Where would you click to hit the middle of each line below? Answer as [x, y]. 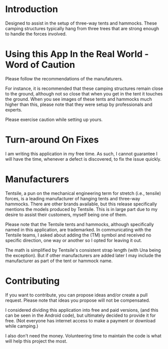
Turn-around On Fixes [52, 140]
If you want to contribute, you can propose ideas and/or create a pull [76, 295]
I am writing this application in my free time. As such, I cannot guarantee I [81, 154]
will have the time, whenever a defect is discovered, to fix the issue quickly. [83, 159]
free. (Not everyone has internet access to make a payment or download [80, 320]
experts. [14, 109]
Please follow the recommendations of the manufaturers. [64, 78]
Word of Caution [40, 65]
